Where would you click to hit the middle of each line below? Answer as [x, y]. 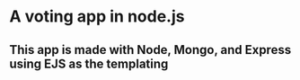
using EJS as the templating [89, 63]
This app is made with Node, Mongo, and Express [150, 50]
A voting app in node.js [97, 17]
